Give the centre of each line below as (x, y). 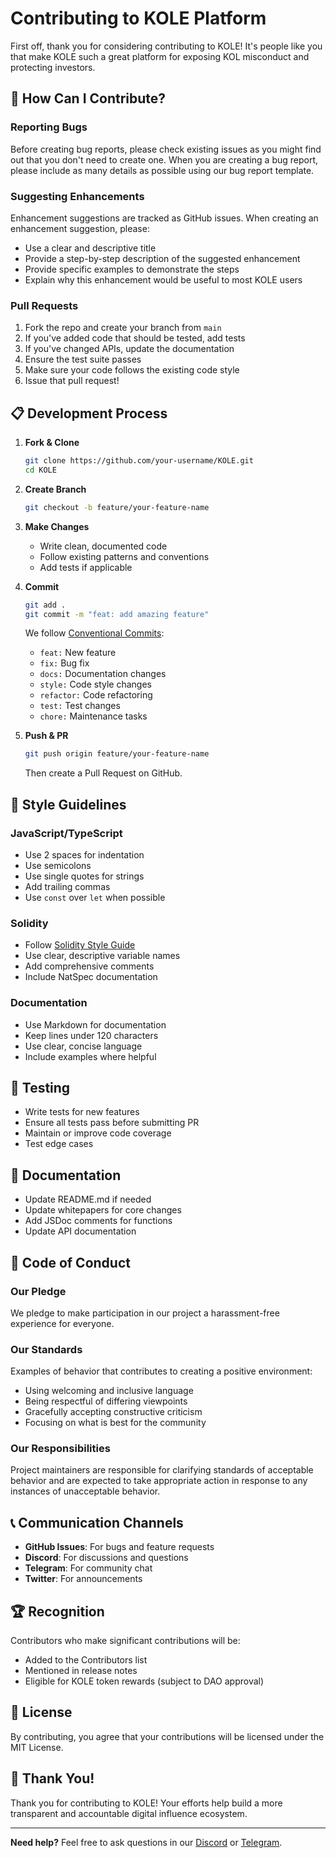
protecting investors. (53, 67)
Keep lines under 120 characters (91, 1035)
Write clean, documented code (103, 546)
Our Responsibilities (60, 1449)
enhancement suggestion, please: (80, 228)
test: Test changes (80, 706)
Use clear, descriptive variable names (102, 956)
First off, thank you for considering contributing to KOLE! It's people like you (166, 46)
